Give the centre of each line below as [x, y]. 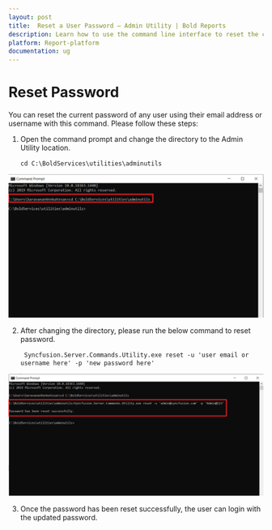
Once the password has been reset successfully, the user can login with [140, 509]
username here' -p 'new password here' [87, 363]
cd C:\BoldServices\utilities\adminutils [91, 164]
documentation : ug [39, 51]
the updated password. [59, 518]
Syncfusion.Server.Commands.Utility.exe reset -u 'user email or [136, 355]
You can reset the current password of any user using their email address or [136, 115]
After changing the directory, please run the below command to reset [135, 331]
